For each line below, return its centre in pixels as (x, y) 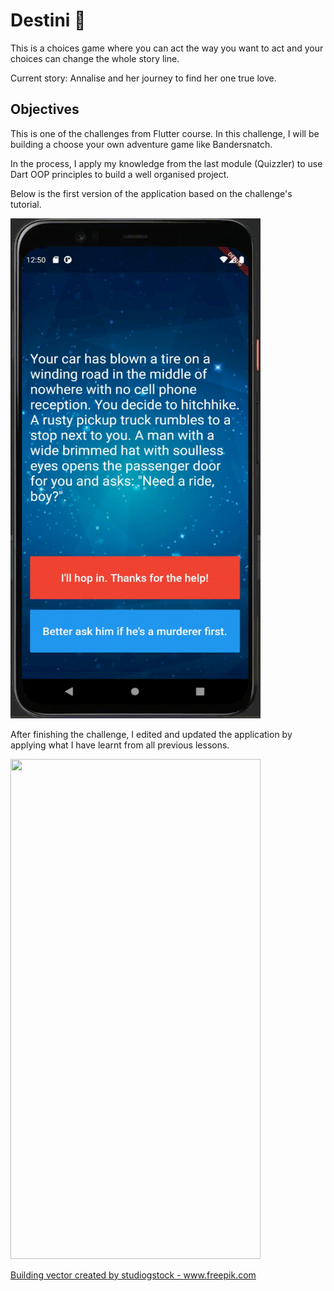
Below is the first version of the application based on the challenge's (151, 193)
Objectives (45, 109)
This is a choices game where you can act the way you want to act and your (167, 48)
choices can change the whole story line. (95, 58)
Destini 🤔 (48, 20)
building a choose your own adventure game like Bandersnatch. (141, 144)
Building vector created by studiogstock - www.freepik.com (133, 1275)
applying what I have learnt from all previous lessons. (120, 745)
